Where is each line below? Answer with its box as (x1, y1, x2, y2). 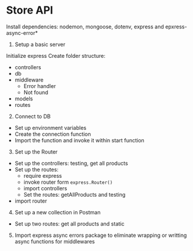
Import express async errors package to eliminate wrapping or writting (14, 232, 187, 239)
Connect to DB (14, 113, 51, 120)
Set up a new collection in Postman (14, 208, 101, 216)
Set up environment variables (14, 124, 87, 131)
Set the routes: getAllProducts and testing (23, 191, 126, 198)
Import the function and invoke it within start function (14, 136, 145, 144)
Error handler (23, 82, 56, 89)
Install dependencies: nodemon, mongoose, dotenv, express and (6, 23, 164, 30)
